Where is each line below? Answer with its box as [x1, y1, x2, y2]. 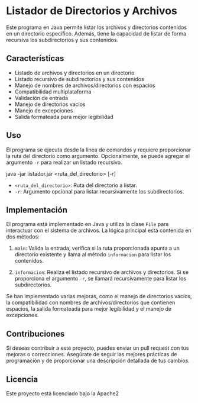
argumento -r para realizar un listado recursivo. [6, 159, 122, 166]
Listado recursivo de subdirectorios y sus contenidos [14, 75, 144, 82]
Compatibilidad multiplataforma [14, 88, 92, 95]
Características [6, 53, 64, 63]
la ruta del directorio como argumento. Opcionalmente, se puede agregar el [6, 152, 190, 159]
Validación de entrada [14, 94, 69, 101]
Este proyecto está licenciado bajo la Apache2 [6, 390, 119, 397]
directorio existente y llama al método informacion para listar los [14, 251, 171, 258]
